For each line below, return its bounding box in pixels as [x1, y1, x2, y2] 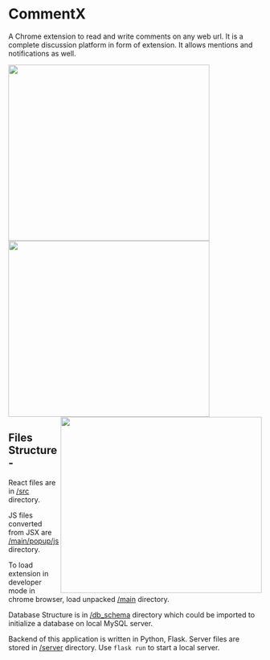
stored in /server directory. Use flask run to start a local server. [8, 642, 220, 652]
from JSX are [8, 527, 52, 537]
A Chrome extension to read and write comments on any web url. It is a [8, 31, 243, 41]
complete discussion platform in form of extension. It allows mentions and [8, 39, 253, 49]
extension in [8, 568, 49, 578]
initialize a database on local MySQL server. [8, 618, 153, 628]
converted [8, 518, 43, 528]
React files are [8, 477, 56, 487]
